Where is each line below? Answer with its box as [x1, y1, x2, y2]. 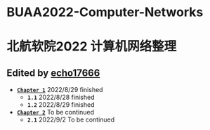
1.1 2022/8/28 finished [27, 93, 95, 102]
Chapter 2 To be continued [16, 108, 95, 117]
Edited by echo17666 [6, 67, 100, 79]
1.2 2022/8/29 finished [27, 100, 96, 109]
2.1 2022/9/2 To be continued [27, 115, 115, 124]
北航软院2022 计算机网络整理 [6, 39, 177, 55]
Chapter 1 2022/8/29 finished [16, 86, 103, 94]
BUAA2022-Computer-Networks [6, 4, 204, 20]
